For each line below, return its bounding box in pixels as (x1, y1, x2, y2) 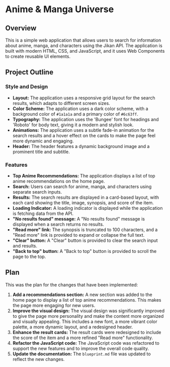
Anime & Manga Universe (5, 4, 114, 15)
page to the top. (12, 253, 47, 260)
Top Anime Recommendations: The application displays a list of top (12, 172, 155, 178)
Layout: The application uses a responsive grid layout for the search (12, 95, 155, 101)
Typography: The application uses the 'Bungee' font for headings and (12, 116, 159, 122)
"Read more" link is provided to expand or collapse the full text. (12, 232, 145, 238)
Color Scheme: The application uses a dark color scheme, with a (12, 105, 148, 112)
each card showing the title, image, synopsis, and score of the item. (12, 199, 154, 206)
